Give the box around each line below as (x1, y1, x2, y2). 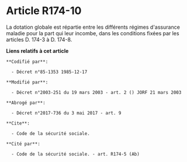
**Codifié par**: (6, 59, 49, 65)
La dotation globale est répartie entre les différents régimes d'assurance (6, 23, 180, 31)
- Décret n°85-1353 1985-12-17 (11, 69, 88, 75)
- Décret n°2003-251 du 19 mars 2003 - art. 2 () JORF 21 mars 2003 (11, 89, 182, 95)
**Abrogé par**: (6, 100, 46, 106)
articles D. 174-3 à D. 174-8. (6, 36, 72, 43)
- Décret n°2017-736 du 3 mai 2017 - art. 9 (11, 110, 122, 116)
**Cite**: (6, 120, 30, 126)
